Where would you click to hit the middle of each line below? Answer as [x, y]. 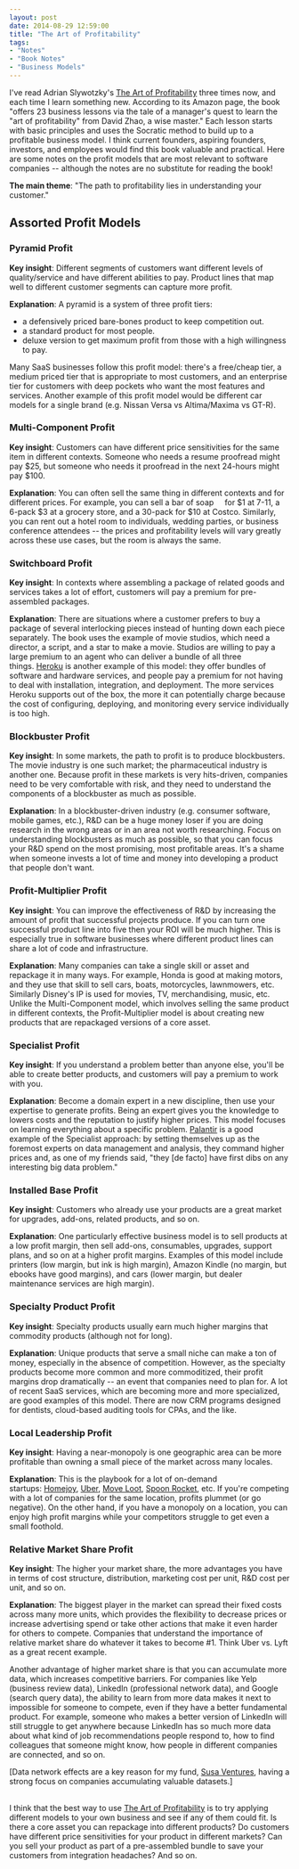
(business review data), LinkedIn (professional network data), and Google [144, 1688]
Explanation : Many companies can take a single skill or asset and [129, 965]
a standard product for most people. [89, 331]
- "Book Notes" [37, 59]
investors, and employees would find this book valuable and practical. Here [147, 149]
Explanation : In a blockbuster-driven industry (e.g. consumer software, [140, 811]
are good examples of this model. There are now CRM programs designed [145, 1400]
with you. [26, 1084]
